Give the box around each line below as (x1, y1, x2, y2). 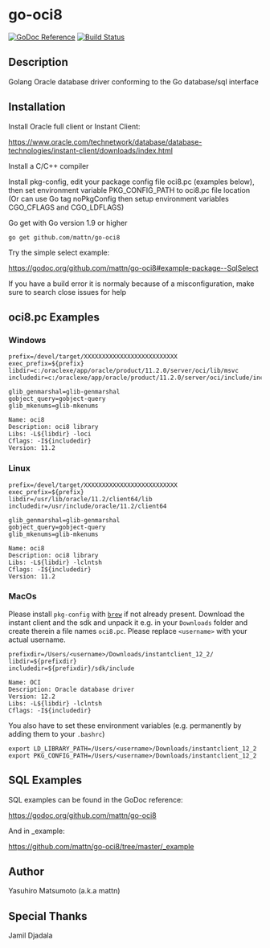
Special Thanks (8, 909, 88, 923)
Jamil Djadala (8, 930, 53, 941)
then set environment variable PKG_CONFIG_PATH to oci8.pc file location (8, 185, 251, 194)
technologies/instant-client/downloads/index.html (8, 145, 173, 155)
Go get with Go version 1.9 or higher (8, 218, 128, 227)
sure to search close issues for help (8, 287, 127, 296)
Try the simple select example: (8, 247, 110, 257)
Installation (8, 100, 66, 114)
